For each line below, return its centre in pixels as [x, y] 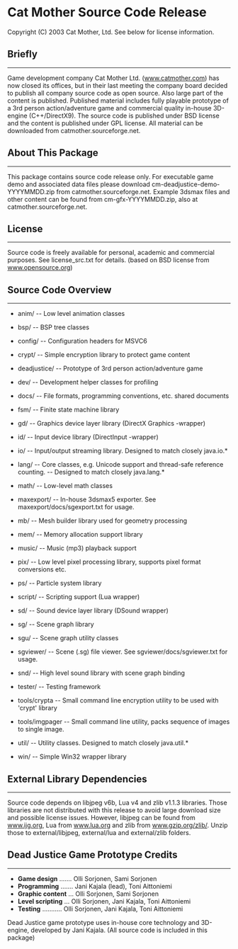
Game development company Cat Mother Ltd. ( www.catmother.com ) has [113, 78]
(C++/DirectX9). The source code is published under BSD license [124, 115]
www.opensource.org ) [40, 268]
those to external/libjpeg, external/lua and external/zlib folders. [99, 832]
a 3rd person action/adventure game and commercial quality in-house [109, 108]
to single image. [41, 729]
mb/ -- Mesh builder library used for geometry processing [102, 521]
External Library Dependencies [77, 779]
